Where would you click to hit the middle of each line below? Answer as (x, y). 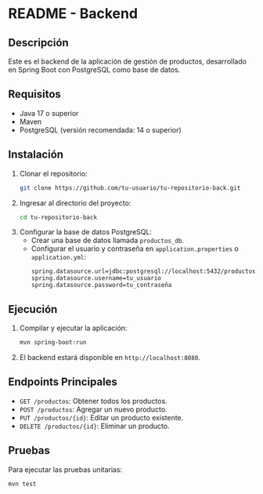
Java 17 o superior (49, 113)
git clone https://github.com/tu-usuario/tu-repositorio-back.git (130, 188)
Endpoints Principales (63, 382)
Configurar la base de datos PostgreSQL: (86, 232)
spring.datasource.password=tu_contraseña (101, 285)
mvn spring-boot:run (53, 343)
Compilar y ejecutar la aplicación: (73, 328)
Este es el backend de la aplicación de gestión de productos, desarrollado (127, 61)
